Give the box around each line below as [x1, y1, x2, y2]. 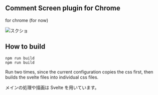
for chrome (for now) [5, 17, 49, 23]
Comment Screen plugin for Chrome [5, 4, 120, 12]
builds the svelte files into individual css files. [5, 74, 99, 80]
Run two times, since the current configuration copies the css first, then [5, 68, 153, 74]
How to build [5, 42, 46, 51]
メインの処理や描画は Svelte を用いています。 [5, 84, 99, 90]
